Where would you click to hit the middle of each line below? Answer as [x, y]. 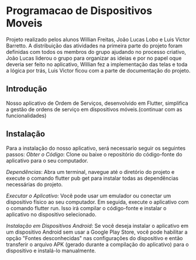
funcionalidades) [26, 115]
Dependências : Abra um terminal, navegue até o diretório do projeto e [90, 172]
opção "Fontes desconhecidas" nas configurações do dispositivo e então [94, 238]
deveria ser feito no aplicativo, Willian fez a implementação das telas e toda [97, 64]
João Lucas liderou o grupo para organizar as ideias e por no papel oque [94, 58]
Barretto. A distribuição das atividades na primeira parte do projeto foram [94, 46]
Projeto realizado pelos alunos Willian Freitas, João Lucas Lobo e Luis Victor [98, 39]
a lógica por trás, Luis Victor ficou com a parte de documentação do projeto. [98, 70]
